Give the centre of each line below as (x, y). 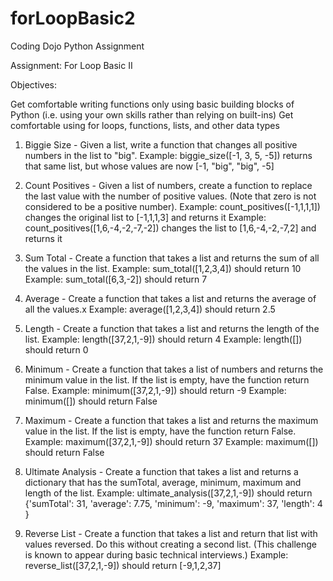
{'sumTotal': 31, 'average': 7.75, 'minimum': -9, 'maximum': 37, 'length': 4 (173, 503)
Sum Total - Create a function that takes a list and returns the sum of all (172, 258)
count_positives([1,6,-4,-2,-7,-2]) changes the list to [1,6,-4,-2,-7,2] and (170, 228)
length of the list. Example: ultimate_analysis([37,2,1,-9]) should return (168, 493)
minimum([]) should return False (91, 401)
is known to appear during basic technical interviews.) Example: (156, 554)
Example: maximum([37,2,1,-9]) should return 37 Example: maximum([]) (171, 441)
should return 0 (56, 349)
